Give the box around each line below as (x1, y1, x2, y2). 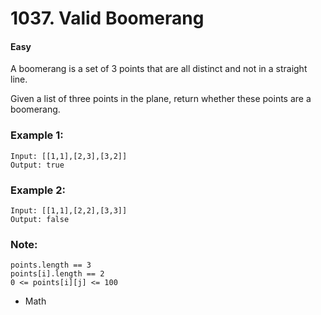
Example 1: (10, 128, 64, 142)
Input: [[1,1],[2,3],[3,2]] (10, 151, 128, 161)
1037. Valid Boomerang (10, 7, 205, 30)
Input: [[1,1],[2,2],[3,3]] (10, 205, 128, 216)
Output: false (10, 214, 70, 224)
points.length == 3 (10, 260, 92, 271)
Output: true (10, 160, 65, 170)
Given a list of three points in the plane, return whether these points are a (10, 93, 312, 105)
